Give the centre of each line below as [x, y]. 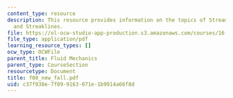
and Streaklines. [38, 26]
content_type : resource [42, 13]
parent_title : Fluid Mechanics [52, 59]
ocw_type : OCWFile [34, 52]
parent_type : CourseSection [48, 65]
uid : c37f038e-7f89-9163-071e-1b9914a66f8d [71, 84]
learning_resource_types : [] [49, 46]
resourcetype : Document [42, 71]
